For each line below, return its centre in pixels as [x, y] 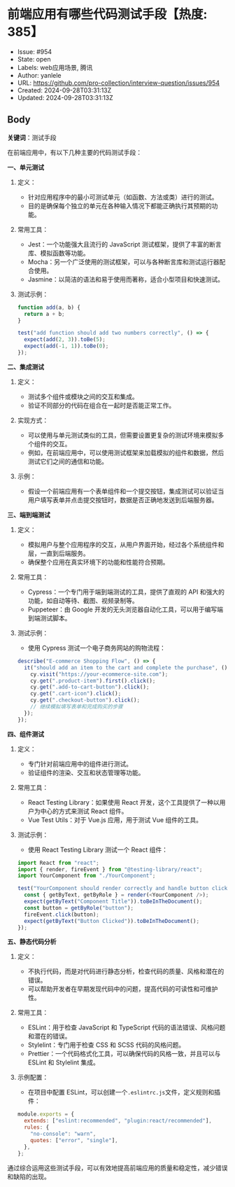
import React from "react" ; [58, 863]
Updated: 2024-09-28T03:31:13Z [65, 97]
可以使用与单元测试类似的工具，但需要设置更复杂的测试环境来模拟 [123, 435]
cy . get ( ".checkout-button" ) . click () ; [85, 700]
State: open [34, 59]
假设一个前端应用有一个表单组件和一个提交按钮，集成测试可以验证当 [126, 491]
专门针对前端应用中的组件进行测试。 [80, 763]
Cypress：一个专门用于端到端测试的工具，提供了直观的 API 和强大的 [126, 592]
